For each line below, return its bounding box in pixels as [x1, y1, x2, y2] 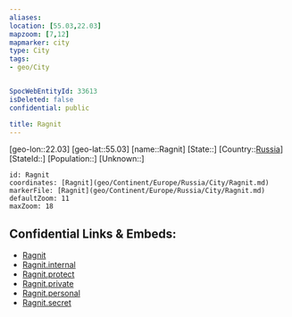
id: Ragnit [9, 171, 50, 179]
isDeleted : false [9, 95, 74, 104]
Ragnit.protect [21, 269, 75, 279]
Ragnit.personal [21, 288, 80, 299]
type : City [9, 46, 50, 55]
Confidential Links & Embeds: [9, 226, 177, 241]
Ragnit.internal [21, 260, 76, 271]
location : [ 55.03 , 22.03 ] [9, 21, 102, 30]
